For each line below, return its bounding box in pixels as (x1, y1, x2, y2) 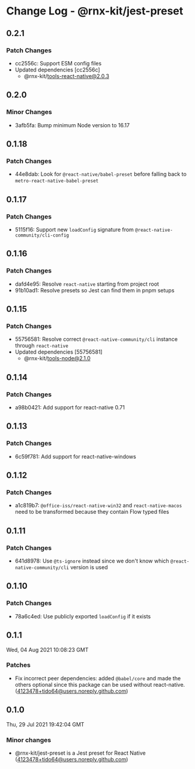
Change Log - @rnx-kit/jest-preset (6, 4, 184, 18)
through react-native (14, 342, 69, 349)
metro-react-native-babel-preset (14, 178, 99, 184)
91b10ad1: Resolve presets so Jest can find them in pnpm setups (14, 286, 175, 294)
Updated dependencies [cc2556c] (14, 66, 100, 73)
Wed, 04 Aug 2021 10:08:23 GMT (6, 646, 89, 653)
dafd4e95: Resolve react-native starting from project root (14, 280, 159, 288)
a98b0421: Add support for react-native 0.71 (14, 404, 125, 411)
